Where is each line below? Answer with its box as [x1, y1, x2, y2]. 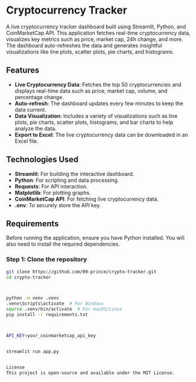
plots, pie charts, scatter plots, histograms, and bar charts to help [14, 119, 174, 126]
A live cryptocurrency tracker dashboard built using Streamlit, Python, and [6, 23, 187, 30]
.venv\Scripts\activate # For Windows [6, 301, 104, 307]
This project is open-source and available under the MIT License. [6, 370, 175, 376]
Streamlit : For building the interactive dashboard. [14, 170, 134, 177]
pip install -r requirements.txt [6, 312, 88, 318]
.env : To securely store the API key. [14, 201, 101, 208]
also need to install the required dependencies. [6, 240, 120, 248]
